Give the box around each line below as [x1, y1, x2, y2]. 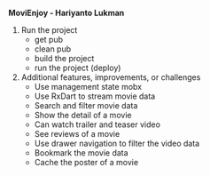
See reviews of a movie [34, 129, 121, 139]
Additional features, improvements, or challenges [20, 72, 201, 83]
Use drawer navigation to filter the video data [34, 138, 200, 148]
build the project [34, 53, 95, 63]
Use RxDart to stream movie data [34, 91, 156, 101]
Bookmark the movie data [34, 148, 129, 158]
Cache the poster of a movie [34, 157, 139, 167]
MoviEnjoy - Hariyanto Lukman [8, 8, 125, 18]
